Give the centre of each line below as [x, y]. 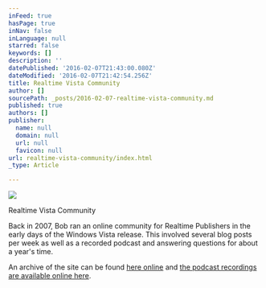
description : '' [35, 61]
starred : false [34, 46]
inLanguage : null [37, 38]
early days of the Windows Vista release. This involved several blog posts [130, 235]
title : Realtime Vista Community [64, 83]
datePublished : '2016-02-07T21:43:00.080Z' [82, 68]
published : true [35, 105]
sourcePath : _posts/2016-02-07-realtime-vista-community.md [111, 98]
